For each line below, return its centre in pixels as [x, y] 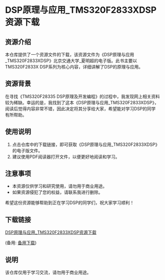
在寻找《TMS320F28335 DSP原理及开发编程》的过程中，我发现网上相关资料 [82, 96]
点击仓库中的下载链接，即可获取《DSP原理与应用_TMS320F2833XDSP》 [86, 144]
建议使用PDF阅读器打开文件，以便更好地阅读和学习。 [66, 157]
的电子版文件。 [27, 150]
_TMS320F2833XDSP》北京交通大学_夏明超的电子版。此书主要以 [71, 61]
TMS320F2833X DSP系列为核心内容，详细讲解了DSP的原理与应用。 [74, 67]
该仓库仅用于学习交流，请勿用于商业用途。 [48, 273]
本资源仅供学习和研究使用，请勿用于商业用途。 [59, 186]
